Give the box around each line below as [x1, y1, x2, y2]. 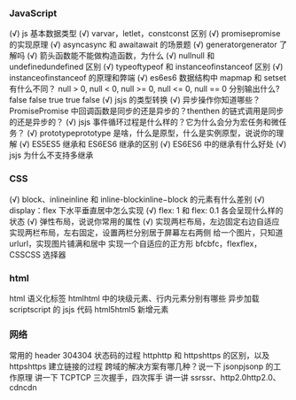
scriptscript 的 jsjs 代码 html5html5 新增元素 [9, 304, 169, 314]
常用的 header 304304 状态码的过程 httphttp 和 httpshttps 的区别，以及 [9, 350, 270, 361]
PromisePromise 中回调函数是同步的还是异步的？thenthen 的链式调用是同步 [9, 105, 284, 117]
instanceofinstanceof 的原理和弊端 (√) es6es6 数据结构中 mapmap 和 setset [9, 73, 286, 83]
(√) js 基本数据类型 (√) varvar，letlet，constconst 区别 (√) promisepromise [9, 28, 281, 39]
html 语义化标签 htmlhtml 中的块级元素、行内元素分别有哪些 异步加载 [9, 293, 260, 304]
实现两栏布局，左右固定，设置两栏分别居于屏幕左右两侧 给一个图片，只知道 [9, 227, 284, 237]
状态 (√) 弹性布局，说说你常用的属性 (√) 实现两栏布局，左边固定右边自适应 [9, 216, 280, 227]
